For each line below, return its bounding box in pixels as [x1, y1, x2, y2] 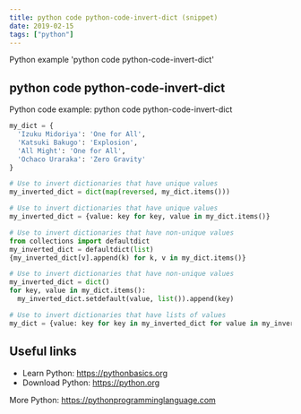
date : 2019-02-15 [9, 22, 74, 30]
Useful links [9, 344, 78, 359]
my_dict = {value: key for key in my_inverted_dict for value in [9, 319, 258, 328]
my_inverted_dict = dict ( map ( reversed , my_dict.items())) [9, 187, 230, 197]
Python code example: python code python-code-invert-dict [9, 104, 233, 115]
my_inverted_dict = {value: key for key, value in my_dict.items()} [9, 212, 271, 221]
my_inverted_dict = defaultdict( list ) [9, 245, 154, 254]
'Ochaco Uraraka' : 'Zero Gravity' [17, 154, 146, 164]
